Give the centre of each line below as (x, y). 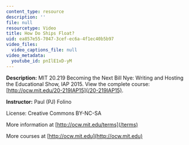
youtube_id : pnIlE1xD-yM (42, 61)
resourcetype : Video (31, 28)
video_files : (22, 45)
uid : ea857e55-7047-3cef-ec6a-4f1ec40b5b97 (60, 39)
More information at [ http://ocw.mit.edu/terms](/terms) (72, 124)
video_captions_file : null (44, 50)
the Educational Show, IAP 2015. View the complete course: (78, 84)
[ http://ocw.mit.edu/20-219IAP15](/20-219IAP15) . (65, 90)
